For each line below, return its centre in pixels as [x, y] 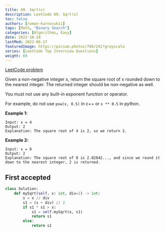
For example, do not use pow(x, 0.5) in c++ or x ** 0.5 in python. [72, 104]
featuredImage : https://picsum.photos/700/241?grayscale [65, 46]
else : [29, 221]
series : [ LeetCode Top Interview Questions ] [52, 51]
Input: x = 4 [19, 122]
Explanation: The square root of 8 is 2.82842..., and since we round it [83, 158]
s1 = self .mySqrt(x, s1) [57, 212]
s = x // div [36, 198]
